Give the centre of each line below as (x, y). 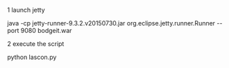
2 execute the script (36, 44)
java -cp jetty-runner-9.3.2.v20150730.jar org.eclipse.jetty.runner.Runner (111, 23)
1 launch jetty (26, 10)
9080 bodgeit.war (46, 31)
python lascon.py (32, 57)
